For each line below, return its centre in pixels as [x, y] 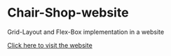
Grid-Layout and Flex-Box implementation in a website [86, 32]
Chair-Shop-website [68, 13]
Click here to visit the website [50, 45]
